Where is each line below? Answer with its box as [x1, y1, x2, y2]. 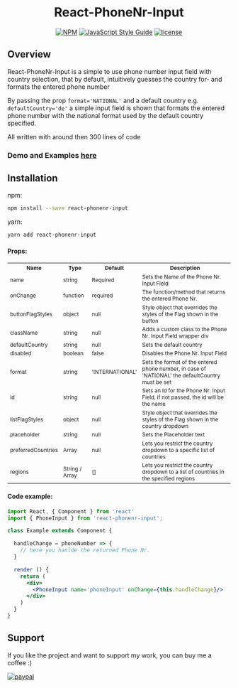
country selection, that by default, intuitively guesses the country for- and [7, 75, 222, 83]
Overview [7, 48, 52, 60]
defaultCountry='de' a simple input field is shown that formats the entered [7, 104, 225, 112]
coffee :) [7, 658, 33, 667]
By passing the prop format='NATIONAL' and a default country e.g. [7, 96, 199, 104]
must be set [142, 378, 172, 386]
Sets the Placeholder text [142, 431, 205, 439]
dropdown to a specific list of [142, 446, 215, 453]
